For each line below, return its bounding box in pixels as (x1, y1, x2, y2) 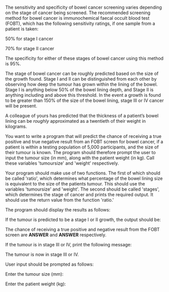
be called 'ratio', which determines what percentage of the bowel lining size (5, 175, 163, 181)
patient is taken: (5, 26, 39, 32)
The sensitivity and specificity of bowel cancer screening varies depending (5, 5, 162, 10)
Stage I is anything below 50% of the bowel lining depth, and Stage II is (5, 87, 154, 93)
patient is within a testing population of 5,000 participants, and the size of (5, 144, 159, 150)
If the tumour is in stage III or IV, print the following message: (5, 242, 132, 247)
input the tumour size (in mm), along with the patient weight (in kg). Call (5, 155, 154, 161)
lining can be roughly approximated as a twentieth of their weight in (5, 118, 146, 124)
